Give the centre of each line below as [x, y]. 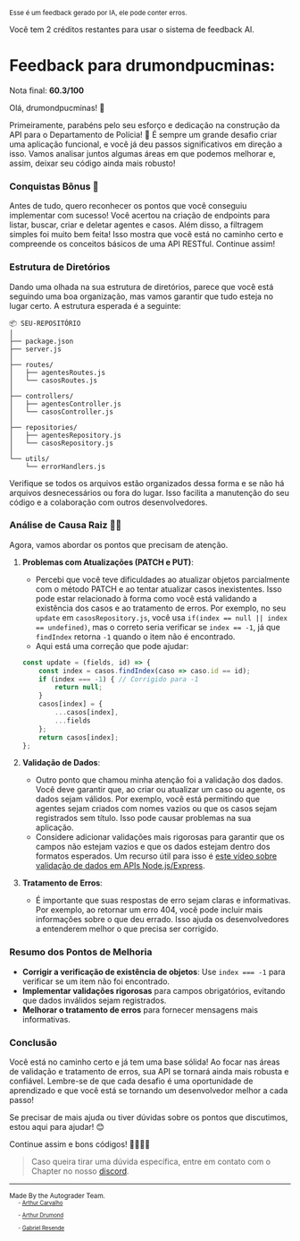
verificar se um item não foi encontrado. [96, 981]
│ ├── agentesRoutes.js [57, 372]
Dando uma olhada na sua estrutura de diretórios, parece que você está [142, 287]
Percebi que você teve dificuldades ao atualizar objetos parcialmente [162, 579]
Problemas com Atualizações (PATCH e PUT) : [108, 562]
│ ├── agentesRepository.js [66, 435]
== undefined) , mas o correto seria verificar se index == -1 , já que [158, 627]
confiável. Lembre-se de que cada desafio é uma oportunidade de [131, 1081]
